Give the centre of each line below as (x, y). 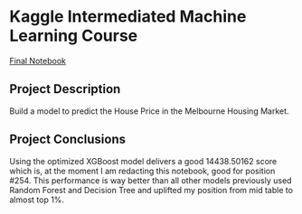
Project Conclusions (68, 140)
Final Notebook (38, 60)
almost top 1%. (37, 200)
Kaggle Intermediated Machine (128, 17)
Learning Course (74, 36)
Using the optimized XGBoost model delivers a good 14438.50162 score (143, 161)
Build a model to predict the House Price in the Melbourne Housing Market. (149, 111)
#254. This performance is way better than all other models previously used (151, 180)
